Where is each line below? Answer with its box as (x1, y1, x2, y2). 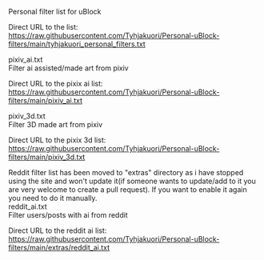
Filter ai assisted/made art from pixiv (8, 63, 130, 73)
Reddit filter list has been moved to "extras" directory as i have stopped (8, 168, 244, 177)
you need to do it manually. (8, 194, 98, 202)
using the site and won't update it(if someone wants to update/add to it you (8, 176, 256, 186)
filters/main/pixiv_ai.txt (8, 96, 82, 105)
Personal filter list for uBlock (8, 7, 102, 16)
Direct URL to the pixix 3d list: (8, 135, 106, 145)
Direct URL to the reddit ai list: (8, 226, 107, 235)
